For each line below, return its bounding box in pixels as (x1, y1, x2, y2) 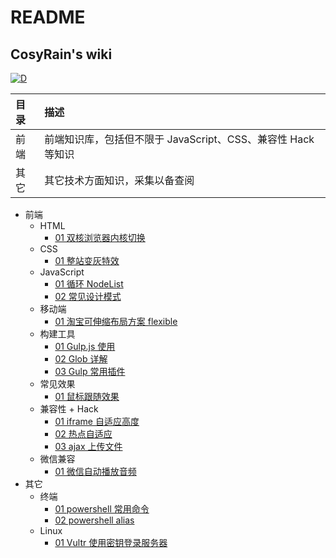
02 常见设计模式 (54, 291, 122, 302)
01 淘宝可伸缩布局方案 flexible (54, 316, 178, 327)
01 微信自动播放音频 (54, 466, 137, 477)
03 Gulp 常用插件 (54, 366, 126, 377)
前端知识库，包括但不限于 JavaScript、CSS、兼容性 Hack (44, 132, 315, 146)
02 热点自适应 (54, 428, 113, 440)
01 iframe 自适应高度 (54, 416, 140, 427)
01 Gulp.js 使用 (54, 341, 116, 352)
